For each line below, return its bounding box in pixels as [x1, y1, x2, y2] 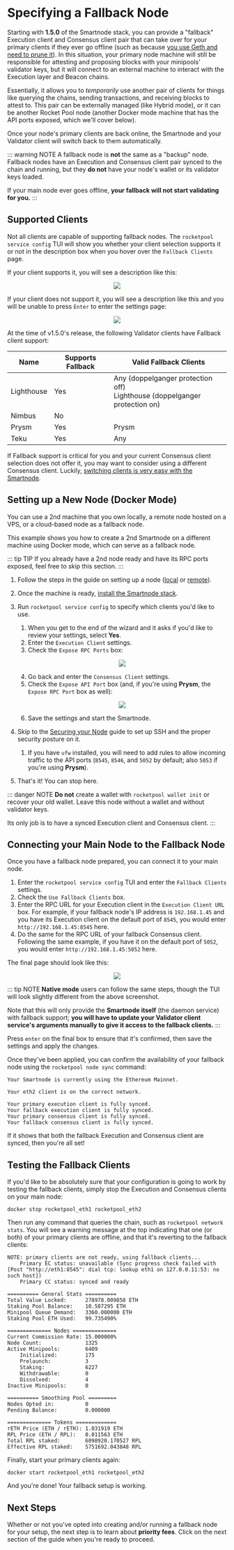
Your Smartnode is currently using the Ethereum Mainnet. [7, 1076, 179, 1083]
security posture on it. [17, 735, 81, 743]
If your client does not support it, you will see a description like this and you [7, 295, 224, 303]
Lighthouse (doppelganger [114, 390, 201, 400]
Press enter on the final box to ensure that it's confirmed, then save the [7, 1034, 212, 1043]
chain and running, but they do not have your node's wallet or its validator [7, 165, 219, 173]
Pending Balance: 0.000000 [7, 1407, 111, 1414]
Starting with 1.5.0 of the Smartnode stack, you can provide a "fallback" [7, 28, 214, 36]
